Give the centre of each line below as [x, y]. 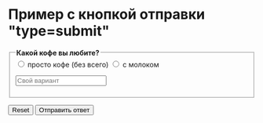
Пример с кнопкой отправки [107, 14]
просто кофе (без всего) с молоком [93, 64]
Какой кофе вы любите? [58, 52]
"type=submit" [59, 31]
